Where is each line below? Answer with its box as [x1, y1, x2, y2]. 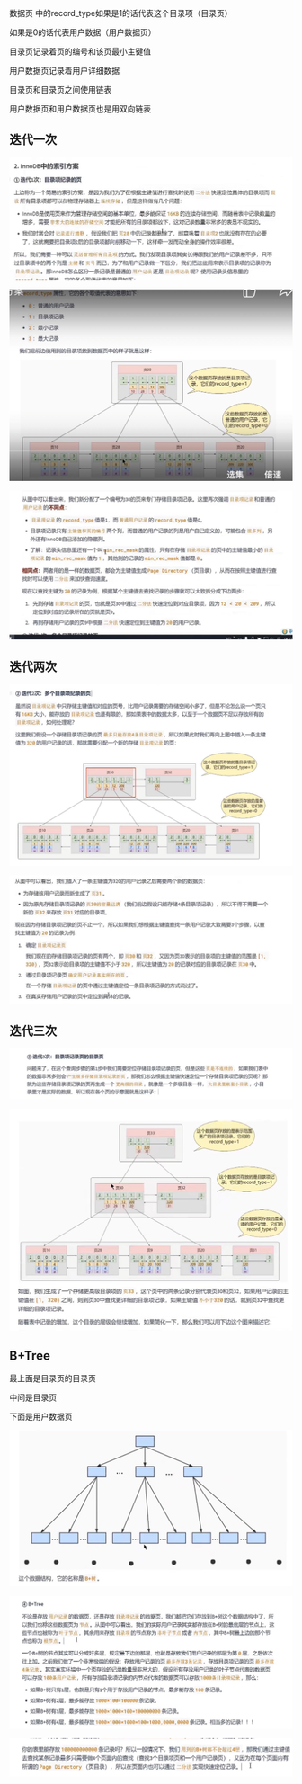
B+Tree [9, 1348, 51, 1363]
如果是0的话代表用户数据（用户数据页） [9, 27, 156, 38]
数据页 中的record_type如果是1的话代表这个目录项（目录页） [9, 8, 233, 18]
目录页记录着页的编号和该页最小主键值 [9, 46, 151, 57]
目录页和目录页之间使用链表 [9, 85, 112, 94]
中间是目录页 [9, 1392, 57, 1403]
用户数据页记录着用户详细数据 [9, 66, 120, 76]
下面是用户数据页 [9, 1411, 73, 1423]
